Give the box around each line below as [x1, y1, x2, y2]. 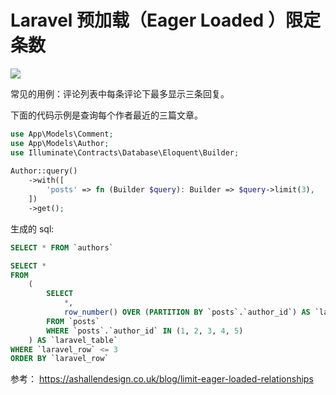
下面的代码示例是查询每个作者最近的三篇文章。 [10, 109, 203, 121]
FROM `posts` [46, 316, 101, 326]
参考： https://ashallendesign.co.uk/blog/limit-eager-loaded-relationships [10, 373, 314, 385]
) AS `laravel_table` [28, 335, 118, 345]
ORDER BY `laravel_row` [10, 354, 110, 364]
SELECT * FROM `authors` [10, 242, 114, 253]
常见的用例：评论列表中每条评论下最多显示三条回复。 [10, 87, 230, 100]
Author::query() [10, 166, 78, 176]
